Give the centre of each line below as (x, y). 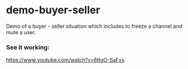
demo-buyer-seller (53, 10)
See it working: (28, 47)
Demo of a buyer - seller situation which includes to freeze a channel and (94, 26)
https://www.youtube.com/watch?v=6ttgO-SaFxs (65, 60)
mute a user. (21, 32)
